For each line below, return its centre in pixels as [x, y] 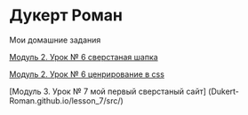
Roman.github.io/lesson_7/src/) [67, 100]
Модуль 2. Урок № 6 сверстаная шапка [84, 57]
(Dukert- [224, 91]
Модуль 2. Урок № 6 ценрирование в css [87, 74]
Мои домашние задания [55, 40]
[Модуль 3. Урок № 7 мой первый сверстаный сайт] [108, 91]
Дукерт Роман [66, 15]
